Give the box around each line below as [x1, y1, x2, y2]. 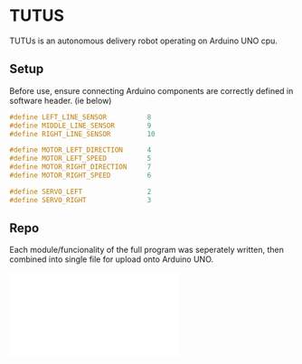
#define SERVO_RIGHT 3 [9, 195, 152, 204]
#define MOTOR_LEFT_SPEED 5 [9, 154, 152, 163]
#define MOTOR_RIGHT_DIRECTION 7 [9, 163, 152, 172]
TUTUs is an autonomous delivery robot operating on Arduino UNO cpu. [9, 35, 278, 46]
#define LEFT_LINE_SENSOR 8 [9, 112, 152, 122]
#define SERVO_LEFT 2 [9, 187, 152, 196]
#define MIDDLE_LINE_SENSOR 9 [9, 121, 152, 130]
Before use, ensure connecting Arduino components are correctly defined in [9, 85, 294, 96]
